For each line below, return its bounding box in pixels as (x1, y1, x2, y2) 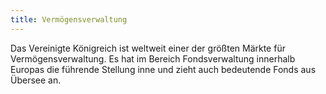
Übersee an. (10, 74, 62, 86)
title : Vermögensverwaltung (10, 14, 128, 25)
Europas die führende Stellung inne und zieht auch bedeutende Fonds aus (10, 63, 317, 75)
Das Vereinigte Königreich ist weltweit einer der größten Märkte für (10, 42, 286, 54)
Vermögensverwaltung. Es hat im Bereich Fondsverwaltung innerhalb (10, 52, 296, 65)
